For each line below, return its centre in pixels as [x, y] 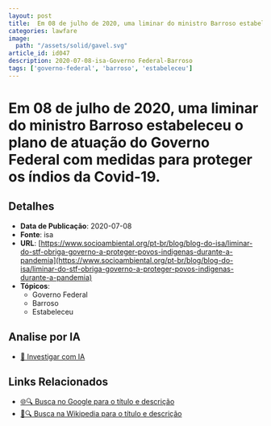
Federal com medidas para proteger [130, 159]
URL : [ [31, 243]
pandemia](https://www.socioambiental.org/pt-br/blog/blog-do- [127, 260]
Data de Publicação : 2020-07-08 [76, 226]
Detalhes [31, 207]
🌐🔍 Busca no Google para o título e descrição [97, 402]
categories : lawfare [43, 31]
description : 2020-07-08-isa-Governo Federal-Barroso [101, 61]
